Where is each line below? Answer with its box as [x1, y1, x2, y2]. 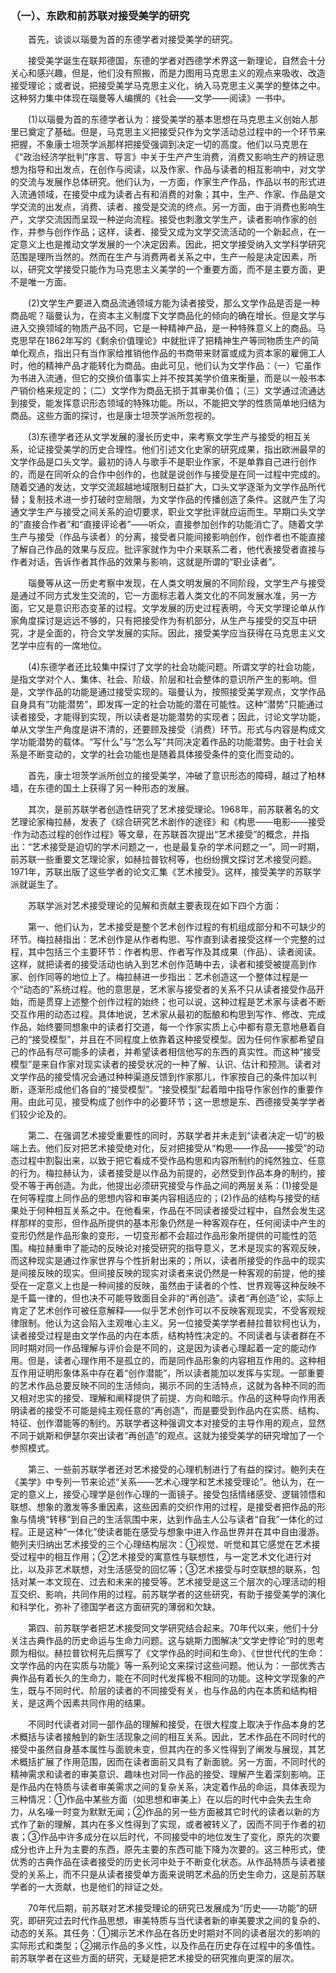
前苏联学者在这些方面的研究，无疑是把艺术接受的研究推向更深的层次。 [10, 1952, 300, 1964]
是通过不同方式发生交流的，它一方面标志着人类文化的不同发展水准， [10, 590, 291, 602]
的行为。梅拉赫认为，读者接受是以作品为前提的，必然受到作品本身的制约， [10, 1167, 317, 1179]
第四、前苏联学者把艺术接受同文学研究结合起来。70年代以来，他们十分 [28, 1622, 319, 1634]
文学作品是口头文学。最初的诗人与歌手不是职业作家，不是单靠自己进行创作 [10, 456, 317, 468]
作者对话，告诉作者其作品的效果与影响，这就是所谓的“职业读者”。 [10, 556, 282, 568]
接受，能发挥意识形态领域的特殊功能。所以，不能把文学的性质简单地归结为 [18, 397, 326, 409]
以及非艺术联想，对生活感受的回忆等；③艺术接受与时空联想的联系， [27, 1563, 312, 1576]
